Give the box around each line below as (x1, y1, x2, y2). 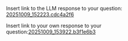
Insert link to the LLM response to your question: (6, 5, 123, 12)
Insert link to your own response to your (6, 23, 102, 29)
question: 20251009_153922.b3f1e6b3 (6, 28, 96, 35)
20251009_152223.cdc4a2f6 (6, 11, 74, 18)
